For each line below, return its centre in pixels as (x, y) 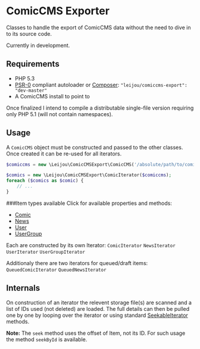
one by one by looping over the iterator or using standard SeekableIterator (97, 315)
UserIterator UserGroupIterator (46, 252)
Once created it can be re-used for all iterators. (64, 154)
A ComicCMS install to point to (52, 96)
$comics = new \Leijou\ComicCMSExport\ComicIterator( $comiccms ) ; (89, 175)
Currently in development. (38, 45)
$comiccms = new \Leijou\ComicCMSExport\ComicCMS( (70, 164)
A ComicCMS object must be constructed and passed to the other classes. (95, 147)
